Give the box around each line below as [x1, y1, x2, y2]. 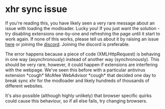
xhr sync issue [5, 3, 67, 15]
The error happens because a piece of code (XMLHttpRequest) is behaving [5, 51, 160, 57]
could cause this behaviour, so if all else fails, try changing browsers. [5, 97, 147, 103]
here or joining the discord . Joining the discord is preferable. [5, 41, 130, 47]
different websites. [5, 82, 44, 88]
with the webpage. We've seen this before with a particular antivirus [5, 66, 145, 73]
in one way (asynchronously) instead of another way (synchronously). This [5, 56, 159, 62]
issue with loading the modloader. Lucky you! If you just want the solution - [5, 25, 160, 31]
